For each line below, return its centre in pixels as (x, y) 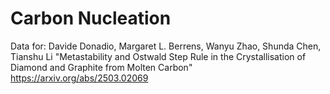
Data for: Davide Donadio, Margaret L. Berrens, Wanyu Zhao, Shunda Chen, (166, 46)
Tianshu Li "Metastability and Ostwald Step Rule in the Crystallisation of (158, 56)
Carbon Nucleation (91, 18)
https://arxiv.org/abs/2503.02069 (79, 78)
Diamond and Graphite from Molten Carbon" (101, 67)
